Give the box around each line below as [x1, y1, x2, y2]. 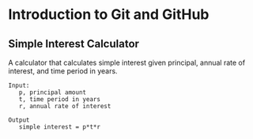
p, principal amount [18, 88, 87, 96]
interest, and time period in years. [8, 66, 118, 76]
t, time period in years [18, 96, 101, 103]
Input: [8, 81, 30, 89]
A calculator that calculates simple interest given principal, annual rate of [8, 58, 246, 67]
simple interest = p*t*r [18, 123, 101, 131]
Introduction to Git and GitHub [8, 6, 210, 24]
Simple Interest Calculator [8, 37, 140, 51]
